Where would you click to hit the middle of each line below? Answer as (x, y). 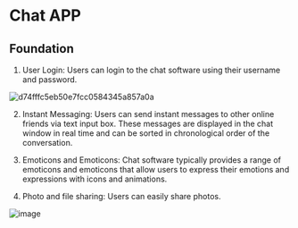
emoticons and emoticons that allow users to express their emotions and (156, 169)
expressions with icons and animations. (95, 179)
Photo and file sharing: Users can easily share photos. (121, 196)
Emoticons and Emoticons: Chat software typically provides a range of (152, 160)
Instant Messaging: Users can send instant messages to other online (148, 114)
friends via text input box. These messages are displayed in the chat (148, 123)
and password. (50, 80)
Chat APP (46, 16)
